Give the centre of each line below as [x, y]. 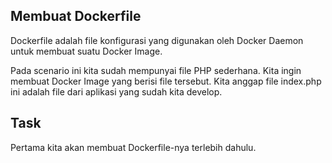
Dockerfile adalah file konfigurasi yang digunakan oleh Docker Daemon [157, 40]
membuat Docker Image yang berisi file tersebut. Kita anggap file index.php [166, 81]
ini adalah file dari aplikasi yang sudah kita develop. [116, 91]
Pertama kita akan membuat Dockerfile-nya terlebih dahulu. [133, 147]
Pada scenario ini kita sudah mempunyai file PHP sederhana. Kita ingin [156, 70]
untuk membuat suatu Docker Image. [86, 51]
